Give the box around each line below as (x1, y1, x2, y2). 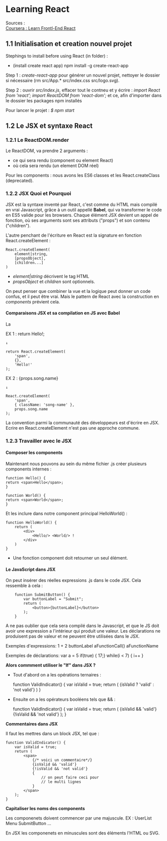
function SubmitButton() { (14, 592, 70, 597)
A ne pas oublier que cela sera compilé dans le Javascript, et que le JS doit (5, 623, 160, 629)
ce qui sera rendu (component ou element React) (12, 158, 113, 164)
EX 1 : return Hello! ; (5, 331, 45, 337)
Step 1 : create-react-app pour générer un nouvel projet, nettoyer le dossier (5, 72, 160, 78)
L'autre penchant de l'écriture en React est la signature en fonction (5, 232, 142, 238)
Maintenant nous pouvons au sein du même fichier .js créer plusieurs (5, 461, 147, 467)
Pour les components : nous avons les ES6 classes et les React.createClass (5, 173, 160, 179)
